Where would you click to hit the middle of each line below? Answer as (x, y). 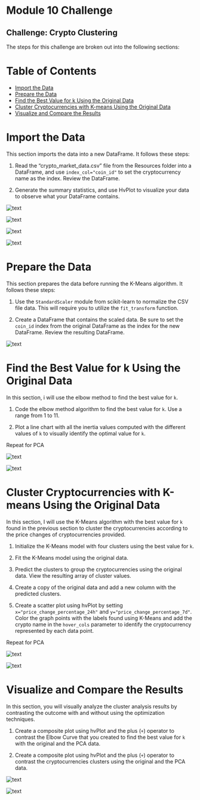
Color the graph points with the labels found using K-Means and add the (104, 618)
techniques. (21, 719)
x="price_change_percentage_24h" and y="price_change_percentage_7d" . (103, 611)
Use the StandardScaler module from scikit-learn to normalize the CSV (101, 301)
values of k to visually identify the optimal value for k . (80, 433)
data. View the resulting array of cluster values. (73, 575)
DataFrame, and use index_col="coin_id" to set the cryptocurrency (98, 172)
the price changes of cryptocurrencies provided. (66, 535)
